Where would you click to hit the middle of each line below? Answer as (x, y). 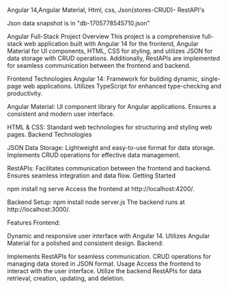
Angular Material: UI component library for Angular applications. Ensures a (112, 106)
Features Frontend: (34, 223)
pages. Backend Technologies (49, 134)
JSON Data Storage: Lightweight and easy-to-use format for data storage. (111, 148)
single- (211, 79)
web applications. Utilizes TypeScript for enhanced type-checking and (122, 86)
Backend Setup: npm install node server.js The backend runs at (96, 202)
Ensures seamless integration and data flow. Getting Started (91, 175)
